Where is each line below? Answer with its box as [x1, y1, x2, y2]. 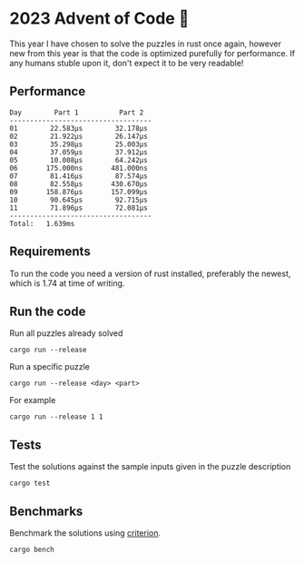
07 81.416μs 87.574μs [9, 172, 148, 181]
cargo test [9, 479, 51, 489]
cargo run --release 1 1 [9, 412, 103, 421]
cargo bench [9, 545, 54, 554]
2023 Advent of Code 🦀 [9, 8, 190, 29]
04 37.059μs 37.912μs [9, 147, 148, 157]
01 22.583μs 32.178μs [9, 123, 148, 133]
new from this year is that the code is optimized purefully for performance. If [9, 47, 296, 58]
